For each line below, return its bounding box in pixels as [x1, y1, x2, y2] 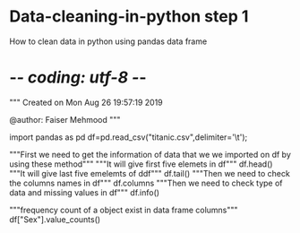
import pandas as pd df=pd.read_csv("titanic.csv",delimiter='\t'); [9, 132, 248, 142]
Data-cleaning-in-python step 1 [9, 6, 249, 27]
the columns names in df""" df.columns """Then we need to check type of [9, 177, 284, 188]
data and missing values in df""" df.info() [9, 186, 159, 198]
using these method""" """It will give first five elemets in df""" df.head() [9, 159, 273, 169]
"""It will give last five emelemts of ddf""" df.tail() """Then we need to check [9, 168, 291, 178]
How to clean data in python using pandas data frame [9, 36, 208, 47]
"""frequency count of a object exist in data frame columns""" [9, 204, 239, 215]
